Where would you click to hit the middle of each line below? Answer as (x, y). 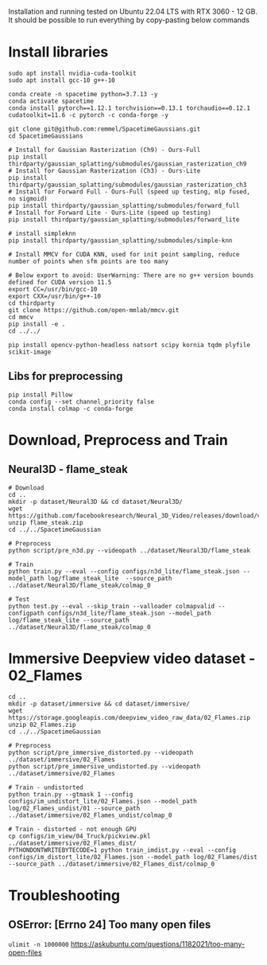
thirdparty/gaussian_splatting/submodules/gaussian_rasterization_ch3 (128, 185)
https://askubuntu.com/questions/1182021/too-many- (157, 944)
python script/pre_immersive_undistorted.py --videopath (104, 766)
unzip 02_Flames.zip (43, 725)
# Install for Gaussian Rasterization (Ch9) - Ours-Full (104, 150)
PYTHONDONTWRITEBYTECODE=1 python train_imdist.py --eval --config (122, 850)
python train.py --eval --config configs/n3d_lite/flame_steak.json (124, 571)
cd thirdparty (32, 303)
